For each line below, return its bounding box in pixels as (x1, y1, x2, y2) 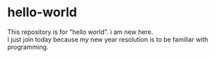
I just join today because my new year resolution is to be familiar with (7, 35, 209, 43)
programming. (7, 42, 49, 51)
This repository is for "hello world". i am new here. (7, 28, 153, 36)
